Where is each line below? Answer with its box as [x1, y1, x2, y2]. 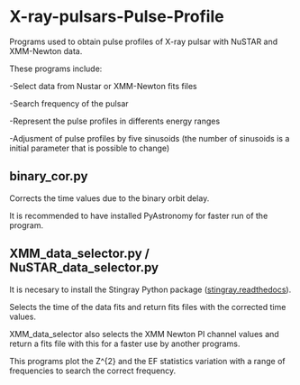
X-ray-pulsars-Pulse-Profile [9, 6, 224, 27]
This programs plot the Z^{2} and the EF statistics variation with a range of [9, 355, 286, 366]
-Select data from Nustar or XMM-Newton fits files [9, 80, 197, 91]
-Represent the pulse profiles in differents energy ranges [9, 115, 221, 126]
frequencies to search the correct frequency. [9, 365, 177, 376]
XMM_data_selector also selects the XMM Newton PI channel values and [9, 328, 279, 339]
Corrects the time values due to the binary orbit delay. [9, 192, 210, 204]
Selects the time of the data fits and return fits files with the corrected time [9, 301, 286, 312]
